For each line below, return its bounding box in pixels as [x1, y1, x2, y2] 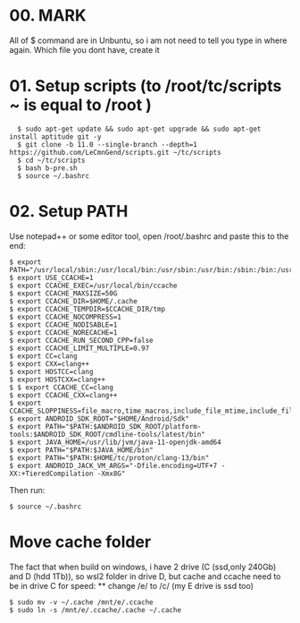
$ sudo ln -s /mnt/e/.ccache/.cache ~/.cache [9, 605, 181, 614]
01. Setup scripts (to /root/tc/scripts [9, 76, 282, 97]
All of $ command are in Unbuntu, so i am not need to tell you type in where [9, 35, 287, 46]
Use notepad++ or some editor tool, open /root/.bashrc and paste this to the [9, 230, 289, 242]
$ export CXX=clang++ [9, 359, 90, 368]
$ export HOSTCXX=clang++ [9, 375, 105, 384]
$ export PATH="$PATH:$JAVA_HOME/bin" [9, 445, 154, 455]
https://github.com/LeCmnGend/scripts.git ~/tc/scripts [9, 148, 221, 157]
